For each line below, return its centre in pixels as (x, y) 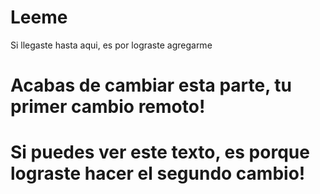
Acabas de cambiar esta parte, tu (151, 85)
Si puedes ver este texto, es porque (160, 152)
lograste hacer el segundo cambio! (158, 173)
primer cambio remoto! (108, 107)
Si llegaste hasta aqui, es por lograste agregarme (111, 45)
